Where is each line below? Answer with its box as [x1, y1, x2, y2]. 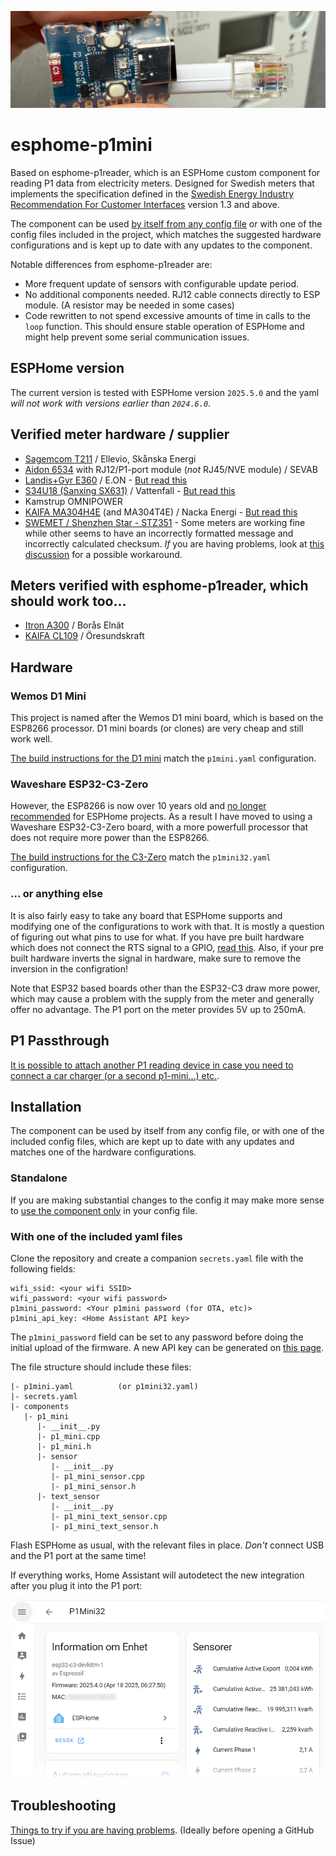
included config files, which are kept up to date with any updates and [10, 1136, 295, 1148]
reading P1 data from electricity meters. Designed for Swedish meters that [10, 177, 315, 189]
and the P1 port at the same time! [10, 1549, 147, 1561]
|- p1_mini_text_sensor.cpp [50, 1511, 168, 1521]
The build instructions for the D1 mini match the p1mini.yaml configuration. [10, 752, 317, 765]
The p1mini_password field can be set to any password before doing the [10, 1331, 304, 1343]
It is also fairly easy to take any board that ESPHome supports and [10, 909, 283, 921]
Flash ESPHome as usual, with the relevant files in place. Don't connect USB [10, 1539, 325, 1551]
